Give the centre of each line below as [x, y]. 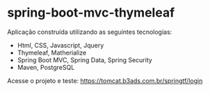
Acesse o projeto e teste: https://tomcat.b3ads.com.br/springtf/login [105, 80]
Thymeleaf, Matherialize [52, 53]
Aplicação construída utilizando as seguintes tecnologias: [90, 32]
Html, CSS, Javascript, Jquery [60, 45]
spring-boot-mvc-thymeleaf [91, 13]
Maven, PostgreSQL [46, 67]
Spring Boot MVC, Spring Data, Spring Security [85, 59]
